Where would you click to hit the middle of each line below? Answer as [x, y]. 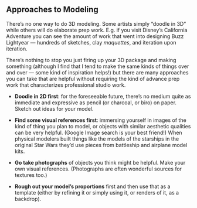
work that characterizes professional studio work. [66, 85]
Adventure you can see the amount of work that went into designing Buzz [95, 36]
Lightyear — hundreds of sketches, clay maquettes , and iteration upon [91, 42]
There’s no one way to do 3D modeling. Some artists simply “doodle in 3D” [96, 23]
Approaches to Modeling [52, 10]
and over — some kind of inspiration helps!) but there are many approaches [97, 72]
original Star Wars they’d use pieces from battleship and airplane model [101, 145]
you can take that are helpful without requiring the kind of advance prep [93, 79]
